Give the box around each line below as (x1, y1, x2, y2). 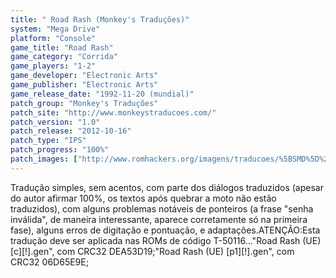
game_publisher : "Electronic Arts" (10, 80, 159, 90)
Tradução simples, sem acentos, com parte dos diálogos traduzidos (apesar (10, 181, 324, 193)
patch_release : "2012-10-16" (10, 126, 132, 136)
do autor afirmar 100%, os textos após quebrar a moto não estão (10, 192, 277, 204)
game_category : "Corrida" (10, 52, 118, 62)
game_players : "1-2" (10, 61, 97, 71)
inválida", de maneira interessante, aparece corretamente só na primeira (10, 213, 308, 225)
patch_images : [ (10, 154, 78, 164)
